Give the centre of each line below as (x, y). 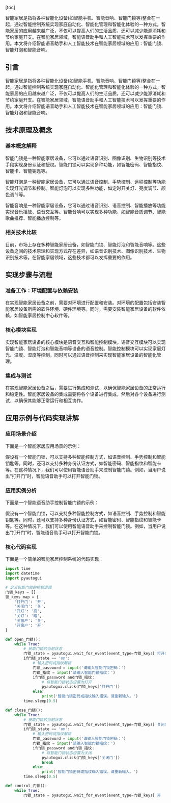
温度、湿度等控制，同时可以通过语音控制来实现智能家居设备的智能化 (85, 355)
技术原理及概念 (29, 130)
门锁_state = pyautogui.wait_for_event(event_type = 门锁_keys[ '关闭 (94, 724)
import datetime (22, 573)
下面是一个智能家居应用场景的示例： (43, 446)
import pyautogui (24, 579)
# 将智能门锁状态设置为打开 (67, 682)
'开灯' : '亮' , (28, 611)
